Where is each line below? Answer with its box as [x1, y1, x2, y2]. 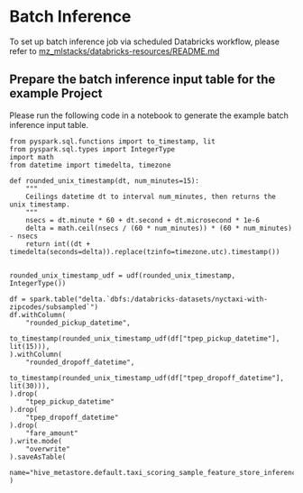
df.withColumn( [9, 310, 67, 319]
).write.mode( [9, 436, 63, 445]
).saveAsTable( [9, 452, 67, 461]
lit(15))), [9, 342, 50, 351]
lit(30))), [9, 381, 50, 390]
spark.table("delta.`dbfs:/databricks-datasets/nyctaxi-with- [29, 295, 269, 304]
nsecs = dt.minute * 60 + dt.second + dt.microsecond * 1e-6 [25, 215, 260, 224]
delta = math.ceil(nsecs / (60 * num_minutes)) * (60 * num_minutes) [25, 224, 293, 233]
